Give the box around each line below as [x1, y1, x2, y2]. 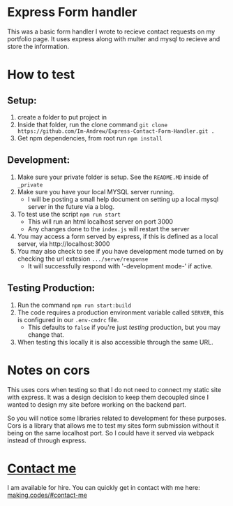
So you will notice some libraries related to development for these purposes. [7, 414, 227, 422]
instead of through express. [7, 436, 87, 444]
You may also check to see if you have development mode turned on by [17, 247, 224, 255]
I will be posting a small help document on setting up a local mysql [27, 195, 218, 203]
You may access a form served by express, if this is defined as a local [17, 232, 218, 240]
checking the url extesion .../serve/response [17, 254, 149, 263]
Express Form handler [7, 4, 137, 20]
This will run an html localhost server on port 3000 [27, 217, 173, 226]
